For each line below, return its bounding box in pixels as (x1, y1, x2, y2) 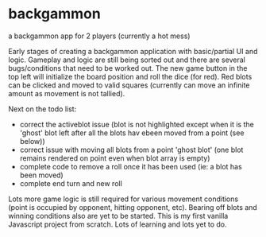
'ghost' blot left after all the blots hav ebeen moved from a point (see (19, 128, 245, 138)
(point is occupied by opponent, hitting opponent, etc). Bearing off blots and (8, 202, 258, 212)
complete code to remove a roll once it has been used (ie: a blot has (19, 161, 242, 171)
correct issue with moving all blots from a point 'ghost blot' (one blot (19, 145, 244, 154)
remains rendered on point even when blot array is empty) (19, 153, 210, 163)
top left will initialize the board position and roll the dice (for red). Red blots (8, 72, 253, 81)
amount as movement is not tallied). (8, 88, 125, 98)
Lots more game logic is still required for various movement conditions (8, 194, 239, 204)
